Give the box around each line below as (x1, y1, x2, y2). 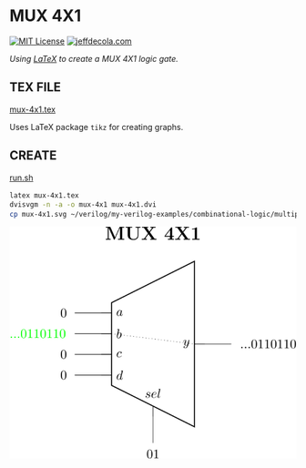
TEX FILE (9, 79, 62, 96)
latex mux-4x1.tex (9, 190, 79, 200)
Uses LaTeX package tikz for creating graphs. (9, 121, 184, 132)
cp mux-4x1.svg (9, 210, 67, 219)
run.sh (9, 172, 34, 183)
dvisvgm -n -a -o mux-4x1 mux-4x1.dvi (9, 200, 157, 209)
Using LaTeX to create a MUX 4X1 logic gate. (9, 53, 179, 64)
